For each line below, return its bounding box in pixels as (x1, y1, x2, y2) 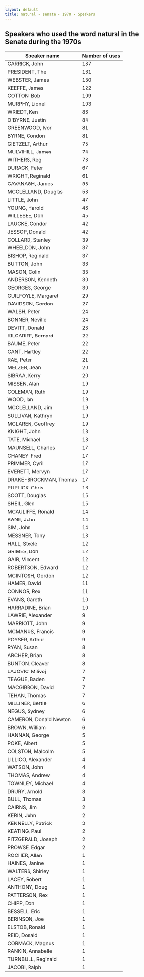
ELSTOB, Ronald (7, 924, 45, 931)
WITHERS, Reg (7, 156, 42, 163)
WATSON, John (7, 764, 43, 771)
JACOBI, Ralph (7, 964, 41, 971)
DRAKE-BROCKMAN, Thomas (7, 476, 78, 483)
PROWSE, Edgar (7, 844, 45, 851)
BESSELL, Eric (7, 908, 40, 915)
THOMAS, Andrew (7, 772, 50, 779)
